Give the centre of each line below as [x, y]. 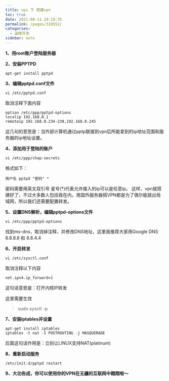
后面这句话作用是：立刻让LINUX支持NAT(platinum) [58, 343]
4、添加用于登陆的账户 [29, 148]
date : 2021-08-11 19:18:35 [34, 19]
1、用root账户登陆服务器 [31, 53]
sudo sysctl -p [33, 308]
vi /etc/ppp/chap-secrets [32, 158]
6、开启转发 [18, 249]
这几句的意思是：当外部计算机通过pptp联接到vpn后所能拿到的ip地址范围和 [82, 131]
